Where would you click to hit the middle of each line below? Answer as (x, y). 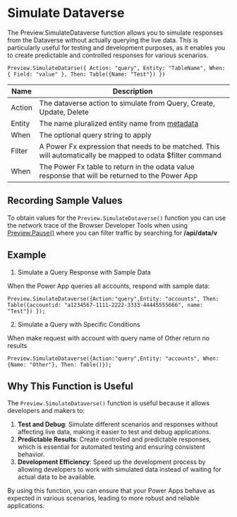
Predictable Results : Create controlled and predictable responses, (114, 439)
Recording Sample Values (65, 201)
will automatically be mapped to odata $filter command (130, 155)
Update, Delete (64, 112)
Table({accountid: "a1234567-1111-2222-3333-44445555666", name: (105, 305)
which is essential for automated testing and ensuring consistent (111, 447)
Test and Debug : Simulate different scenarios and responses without (118, 424)
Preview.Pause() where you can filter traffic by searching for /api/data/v (112, 233)
